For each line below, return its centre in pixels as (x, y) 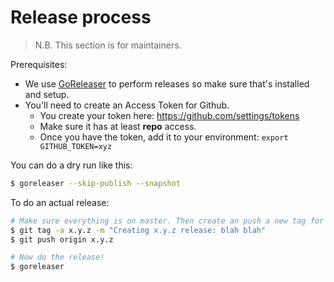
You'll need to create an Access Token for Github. (127, 105)
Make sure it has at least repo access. (118, 126)
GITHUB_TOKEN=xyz (76, 146)
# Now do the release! (57, 257)
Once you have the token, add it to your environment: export (164, 137)
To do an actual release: (60, 202)
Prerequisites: (39, 64)
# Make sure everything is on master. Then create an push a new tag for (167, 221)
